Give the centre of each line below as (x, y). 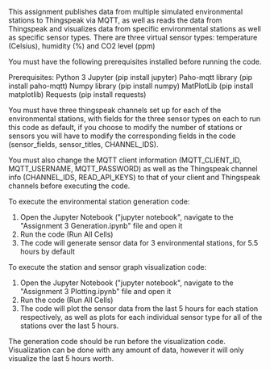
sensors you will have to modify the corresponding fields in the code (122, 136)
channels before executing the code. (69, 186)
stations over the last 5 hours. (69, 326)
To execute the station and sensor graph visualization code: (108, 267)
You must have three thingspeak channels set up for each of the (115, 110)
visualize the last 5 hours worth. (61, 358)
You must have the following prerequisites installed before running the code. (135, 61)
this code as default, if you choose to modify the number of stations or (126, 127)
